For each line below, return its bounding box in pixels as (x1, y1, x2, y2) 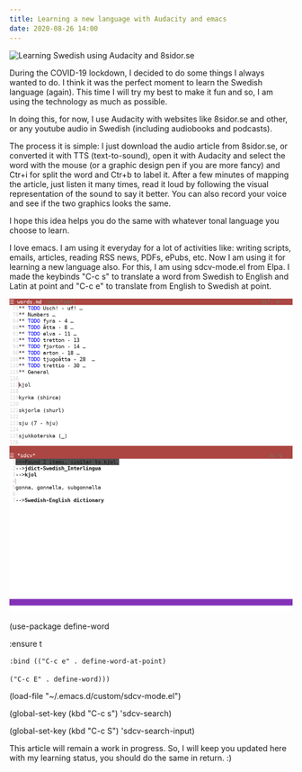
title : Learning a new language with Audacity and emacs (9, 14, 227, 23)
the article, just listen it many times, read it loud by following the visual (9, 178, 270, 189)
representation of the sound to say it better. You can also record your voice (9, 188, 288, 199)
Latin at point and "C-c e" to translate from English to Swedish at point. (9, 280, 272, 292)
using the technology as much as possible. (9, 95, 168, 107)
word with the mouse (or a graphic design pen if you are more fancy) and (9, 159, 280, 170)
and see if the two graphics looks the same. (9, 198, 172, 209)
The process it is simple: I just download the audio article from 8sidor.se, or (9, 140, 289, 151)
